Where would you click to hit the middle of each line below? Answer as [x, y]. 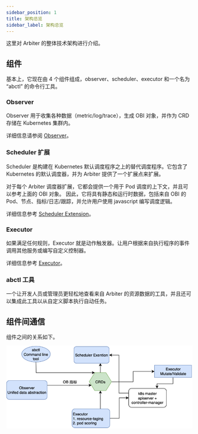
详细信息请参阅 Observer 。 [39, 135]
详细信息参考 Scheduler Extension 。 [50, 213]
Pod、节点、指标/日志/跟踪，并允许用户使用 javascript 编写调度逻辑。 [91, 201]
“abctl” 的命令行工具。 [33, 86]
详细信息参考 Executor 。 [36, 263]
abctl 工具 [20, 280]
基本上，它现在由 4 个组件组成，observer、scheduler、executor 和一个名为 [98, 79]
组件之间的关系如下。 [32, 337]
